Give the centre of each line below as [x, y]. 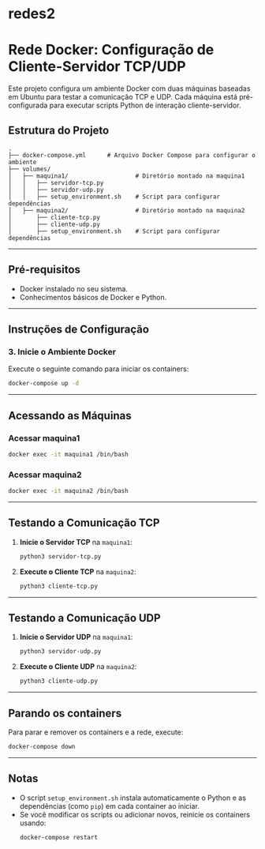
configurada [28, 105]
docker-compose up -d [44, 384]
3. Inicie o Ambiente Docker [62, 352]
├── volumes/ [30, 169]
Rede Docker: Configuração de [111, 50]
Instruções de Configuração [79, 330]
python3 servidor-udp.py [60, 652]
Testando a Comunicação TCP [84, 523]
